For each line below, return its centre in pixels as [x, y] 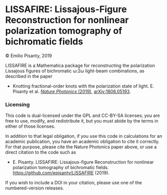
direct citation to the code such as [41, 152]
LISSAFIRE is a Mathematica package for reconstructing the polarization [80, 65]
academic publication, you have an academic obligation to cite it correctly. [82, 142]
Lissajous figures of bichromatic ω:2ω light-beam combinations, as [75, 71]
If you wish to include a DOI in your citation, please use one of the [74, 183]
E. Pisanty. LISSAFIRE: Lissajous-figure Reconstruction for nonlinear [83, 162]
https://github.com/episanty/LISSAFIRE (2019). [61, 173]
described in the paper [29, 76]
